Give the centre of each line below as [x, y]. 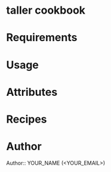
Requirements [42, 38]
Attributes [32, 92]
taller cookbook [46, 10]
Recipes [27, 119]
